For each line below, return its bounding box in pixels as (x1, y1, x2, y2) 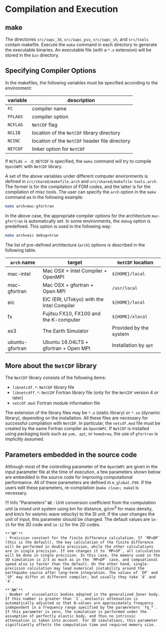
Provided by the (112, 324, 149, 331)
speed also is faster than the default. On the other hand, (5, 562, 132, 567)
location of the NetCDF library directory (32, 129, 121, 136)
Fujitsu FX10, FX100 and (42, 310, 101, 317)
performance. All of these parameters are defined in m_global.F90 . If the (5, 480, 152, 486)
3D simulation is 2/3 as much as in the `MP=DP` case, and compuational (5, 557, 158, 562)
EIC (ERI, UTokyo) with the (42, 296, 104, 303)
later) (12, 395, 24, 401)
